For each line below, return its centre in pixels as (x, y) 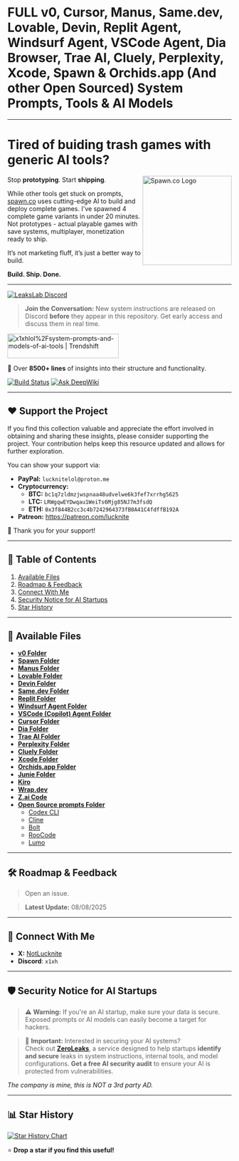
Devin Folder (37, 684)
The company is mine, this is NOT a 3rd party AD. (80, 1085)
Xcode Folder (38, 759)
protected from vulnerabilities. (69, 1071)
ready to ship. (28, 239)
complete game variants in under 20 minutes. (74, 216)
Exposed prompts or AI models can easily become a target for (116, 1019)
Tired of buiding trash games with (109, 145)
